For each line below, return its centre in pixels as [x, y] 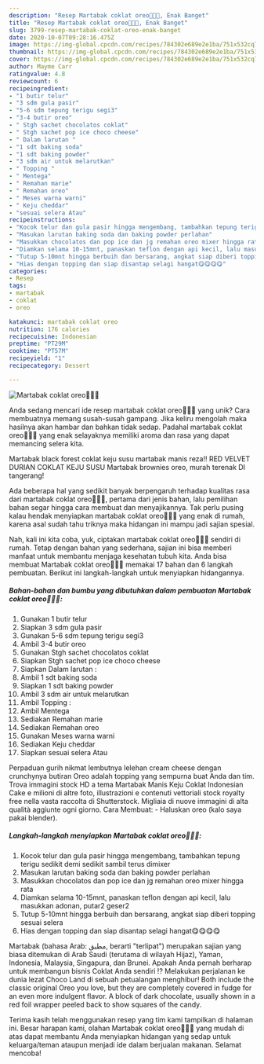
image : [20, 45]
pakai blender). [33, 817]
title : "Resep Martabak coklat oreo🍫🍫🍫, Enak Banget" [99, 23]
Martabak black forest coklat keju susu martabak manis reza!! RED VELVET [130, 459]
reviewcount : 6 [34, 81]
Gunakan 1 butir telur [54, 618]
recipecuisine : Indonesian [53, 336]
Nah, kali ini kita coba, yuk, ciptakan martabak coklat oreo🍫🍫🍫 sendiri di [125, 539]
